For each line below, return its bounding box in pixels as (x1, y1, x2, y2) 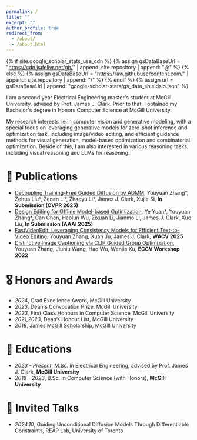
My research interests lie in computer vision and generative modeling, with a (6, 118, 191, 125)
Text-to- (159, 226, 181, 234)
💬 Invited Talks (6, 401, 79, 415)
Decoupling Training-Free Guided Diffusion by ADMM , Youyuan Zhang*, (14, 189, 189, 196)
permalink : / (6, 8, 38, 15)
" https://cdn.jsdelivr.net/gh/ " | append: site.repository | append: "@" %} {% (6, 64, 189, 71)
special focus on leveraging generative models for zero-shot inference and (6, 124, 188, 131)
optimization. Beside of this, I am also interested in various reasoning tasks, (6, 142, 189, 150)
